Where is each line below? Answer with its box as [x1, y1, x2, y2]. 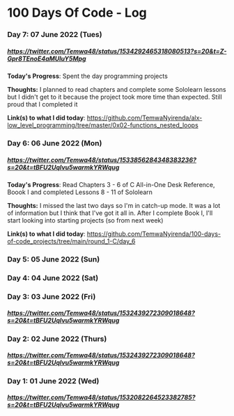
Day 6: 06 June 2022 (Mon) [7, 138, 102, 147]
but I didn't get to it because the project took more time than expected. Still [7, 93, 223, 102]
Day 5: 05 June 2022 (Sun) [7, 254, 100, 264]
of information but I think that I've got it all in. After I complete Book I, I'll [7, 209, 213, 217]
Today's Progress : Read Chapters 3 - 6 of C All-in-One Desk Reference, [7, 180, 215, 189]
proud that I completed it [7, 100, 78, 109]
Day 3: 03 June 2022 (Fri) [7, 291, 96, 301]
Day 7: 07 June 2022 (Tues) [7, 30, 102, 40]
